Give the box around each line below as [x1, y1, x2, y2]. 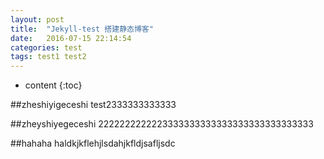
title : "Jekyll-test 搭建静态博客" [10, 24, 154, 34]
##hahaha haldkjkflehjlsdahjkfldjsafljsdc [10, 137, 176, 150]
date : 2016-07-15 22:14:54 [10, 33, 132, 43]
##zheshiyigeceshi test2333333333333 [10, 99, 177, 111]
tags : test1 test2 [10, 52, 87, 62]
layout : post [10, 14, 65, 25]
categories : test [10, 42, 83, 53]
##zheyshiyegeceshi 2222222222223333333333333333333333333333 [10, 118, 314, 130]
